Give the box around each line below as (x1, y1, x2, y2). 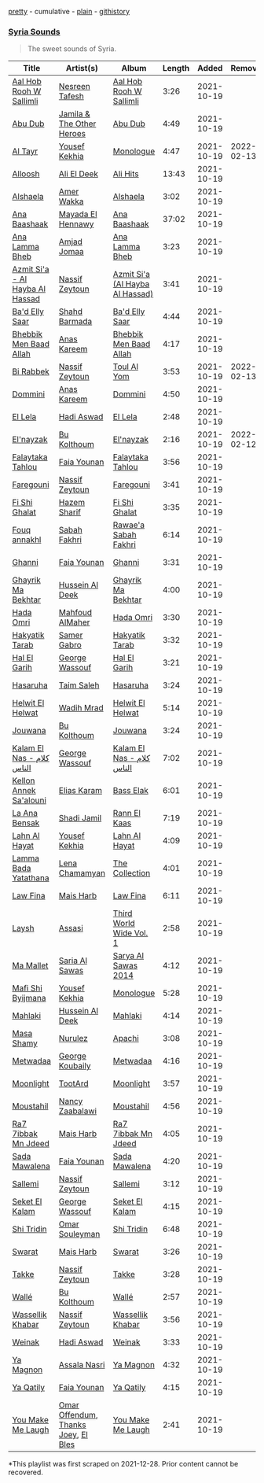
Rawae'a (112, 519, 145, 530)
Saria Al (58, 955, 88, 966)
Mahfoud (58, 607, 93, 618)
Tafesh (58, 90, 84, 101)
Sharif (58, 507, 81, 518)
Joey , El (58, 1430, 88, 1441)
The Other (58, 118, 97, 129)
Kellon (12, 775, 35, 786)
